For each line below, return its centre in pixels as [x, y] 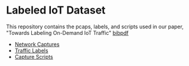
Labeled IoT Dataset [56, 10]
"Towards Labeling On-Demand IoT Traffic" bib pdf [67, 32]
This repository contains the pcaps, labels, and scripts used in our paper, [95, 27]
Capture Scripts [34, 57]
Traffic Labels [31, 50]
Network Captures [37, 44]
